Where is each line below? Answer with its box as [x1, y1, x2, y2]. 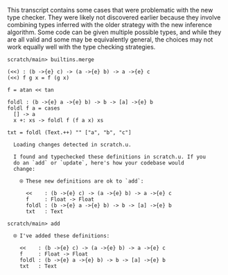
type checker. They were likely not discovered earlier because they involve [7, 13, 221, 22]
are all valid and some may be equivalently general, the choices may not [7, 35, 213, 44]
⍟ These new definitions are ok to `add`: [19, 178, 144, 185]
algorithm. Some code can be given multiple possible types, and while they [7, 28, 222, 36]
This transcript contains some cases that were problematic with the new [7, 6, 213, 14]
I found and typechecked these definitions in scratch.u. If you [13, 153, 207, 160]
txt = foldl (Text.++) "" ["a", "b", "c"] [7, 129, 132, 136]
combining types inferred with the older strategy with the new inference [7, 21, 213, 28]
